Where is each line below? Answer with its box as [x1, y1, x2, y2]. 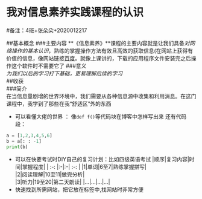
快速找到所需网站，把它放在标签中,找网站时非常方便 [14, 186, 144, 193]
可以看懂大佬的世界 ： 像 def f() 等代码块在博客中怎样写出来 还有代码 [14, 113, 187, 120]
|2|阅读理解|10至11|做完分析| [14, 171, 85, 178]
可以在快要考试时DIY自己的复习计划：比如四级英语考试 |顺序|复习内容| [14, 155, 190, 163]
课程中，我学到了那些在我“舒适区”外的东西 [6, 100, 112, 107]
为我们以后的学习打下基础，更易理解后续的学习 [6, 70, 122, 77]
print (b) [6, 143, 28, 150]
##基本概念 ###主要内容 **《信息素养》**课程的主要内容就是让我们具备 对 [6, 39, 190, 47]
